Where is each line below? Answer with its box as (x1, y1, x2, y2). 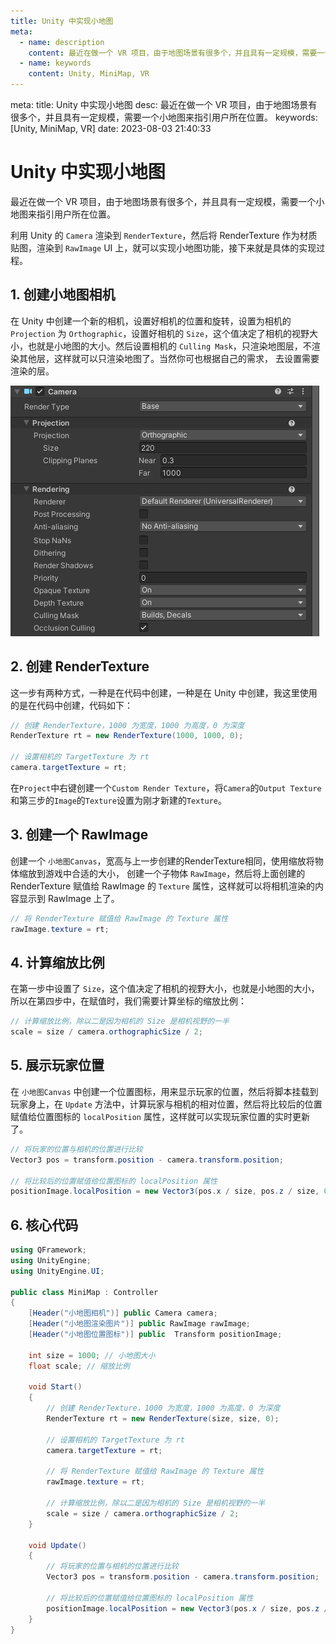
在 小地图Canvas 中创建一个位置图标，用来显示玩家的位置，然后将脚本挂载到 (10, 1085, 319, 1097)
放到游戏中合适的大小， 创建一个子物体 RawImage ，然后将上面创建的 (27, 867, 306, 879)
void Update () (28, 1540, 87, 1550)
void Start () (28, 1382, 83, 1392)
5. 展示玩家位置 (10, 1057, 105, 1074)
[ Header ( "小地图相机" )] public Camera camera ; (28, 1308, 218, 1319)
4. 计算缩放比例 (10, 954, 105, 971)
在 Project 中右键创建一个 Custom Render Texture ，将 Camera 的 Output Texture (10, 781, 322, 794)
